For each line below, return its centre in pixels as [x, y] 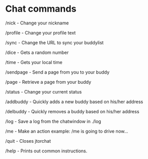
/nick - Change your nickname [37, 23]
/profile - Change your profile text [41, 33]
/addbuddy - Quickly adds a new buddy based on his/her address [74, 102]
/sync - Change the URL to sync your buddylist [54, 42]
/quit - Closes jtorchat [28, 141]
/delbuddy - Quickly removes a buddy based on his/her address [72, 111]
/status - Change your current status [44, 91]
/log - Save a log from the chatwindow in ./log [53, 121]
